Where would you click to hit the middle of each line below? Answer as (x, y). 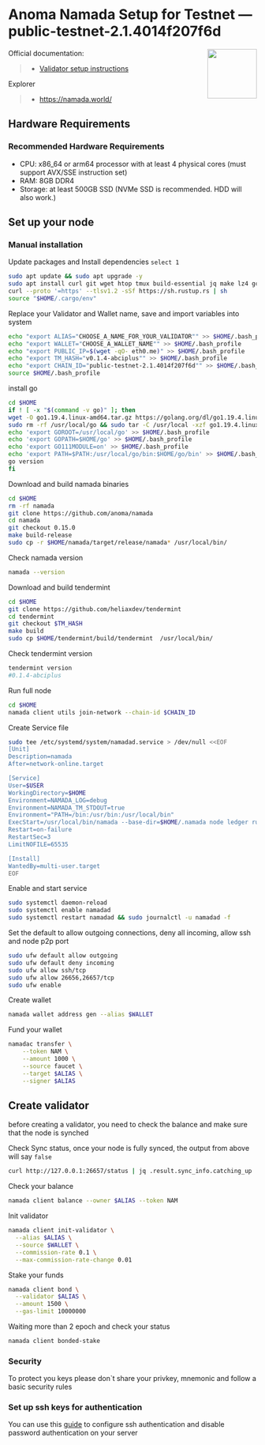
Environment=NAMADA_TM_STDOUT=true (67, 808)
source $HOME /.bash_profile (54, 373)
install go (23, 388)
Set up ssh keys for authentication (75, 1407)
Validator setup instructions (84, 68)
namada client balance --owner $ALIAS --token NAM (93, 1201)
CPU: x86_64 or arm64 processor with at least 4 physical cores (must (133, 164)
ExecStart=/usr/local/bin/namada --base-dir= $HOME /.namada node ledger (128, 822)
